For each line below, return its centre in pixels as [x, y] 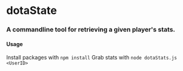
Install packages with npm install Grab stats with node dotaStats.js [92, 58]
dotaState [32, 11]
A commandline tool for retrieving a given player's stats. [91, 30]
